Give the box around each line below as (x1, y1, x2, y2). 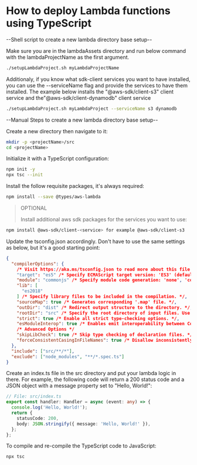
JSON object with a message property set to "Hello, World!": (6, 382, 152, 389)
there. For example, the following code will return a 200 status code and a (6, 376, 185, 383)
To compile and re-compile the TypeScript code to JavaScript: (6, 442, 157, 450)
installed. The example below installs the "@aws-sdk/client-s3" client (6, 88, 174, 95)
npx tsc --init (6, 172, 43, 178)
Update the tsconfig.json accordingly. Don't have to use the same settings (6, 238, 185, 245)
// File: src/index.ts (6, 393, 62, 400)
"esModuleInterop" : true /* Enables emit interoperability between (16, 321, 185, 327)
